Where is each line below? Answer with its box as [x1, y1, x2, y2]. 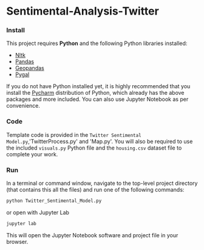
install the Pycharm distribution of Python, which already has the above [6, 89, 185, 97]
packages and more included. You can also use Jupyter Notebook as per [6, 95, 189, 103]
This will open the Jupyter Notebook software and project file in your [6, 231, 178, 238]
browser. [6, 238, 29, 245]
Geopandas [15, 64, 44, 72]
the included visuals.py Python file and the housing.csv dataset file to [6, 144, 182, 151]
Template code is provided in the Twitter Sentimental [6, 131, 141, 138]
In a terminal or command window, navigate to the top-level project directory [6, 179, 198, 187]
